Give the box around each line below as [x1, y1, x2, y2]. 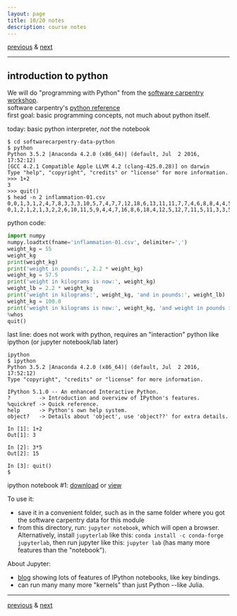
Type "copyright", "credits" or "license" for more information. [7, 376, 203, 383]
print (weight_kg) [7, 258, 59, 265]
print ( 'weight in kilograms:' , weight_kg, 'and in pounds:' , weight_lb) [7, 291, 226, 298]
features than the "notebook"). [17, 546, 107, 555]
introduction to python [7, 70, 109, 82]
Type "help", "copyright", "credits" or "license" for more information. [7, 169, 229, 176]
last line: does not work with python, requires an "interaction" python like [7, 330, 219, 339]
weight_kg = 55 [7, 245, 52, 253]
